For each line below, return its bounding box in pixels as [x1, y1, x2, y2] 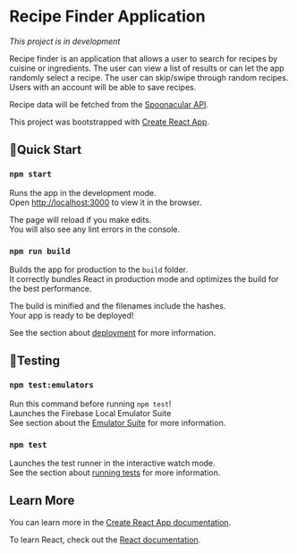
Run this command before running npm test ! [9, 398, 172, 409]
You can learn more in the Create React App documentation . [9, 516, 232, 527]
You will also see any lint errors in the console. [9, 224, 181, 234]
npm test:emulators [9, 380, 94, 390]
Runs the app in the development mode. [9, 187, 157, 198]
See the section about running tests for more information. [9, 467, 221, 478]
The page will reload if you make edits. [9, 214, 152, 225]
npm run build [9, 246, 71, 256]
